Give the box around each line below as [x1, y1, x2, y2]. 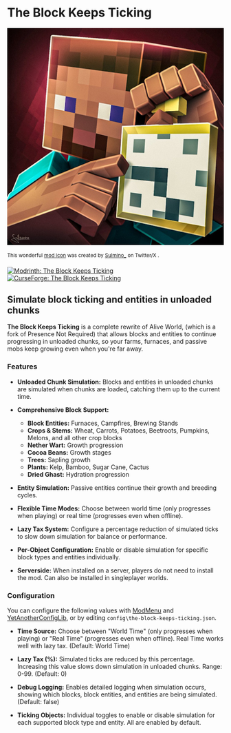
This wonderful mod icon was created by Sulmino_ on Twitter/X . [7, 251, 159, 259]
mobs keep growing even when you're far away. [7, 344, 144, 353]
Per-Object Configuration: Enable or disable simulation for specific [16, 546, 208, 554]
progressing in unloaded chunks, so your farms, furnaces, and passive [7, 338, 208, 346]
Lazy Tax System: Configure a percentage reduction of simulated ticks [16, 525, 219, 533]
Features [7, 362, 38, 371]
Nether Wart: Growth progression [27, 441, 124, 449]
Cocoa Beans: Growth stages [27, 448, 111, 456]
